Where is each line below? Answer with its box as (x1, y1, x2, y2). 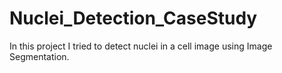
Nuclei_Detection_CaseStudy (9, 7, 258, 30)
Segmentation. (9, 50, 70, 62)
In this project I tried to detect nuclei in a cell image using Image (9, 40, 273, 52)
